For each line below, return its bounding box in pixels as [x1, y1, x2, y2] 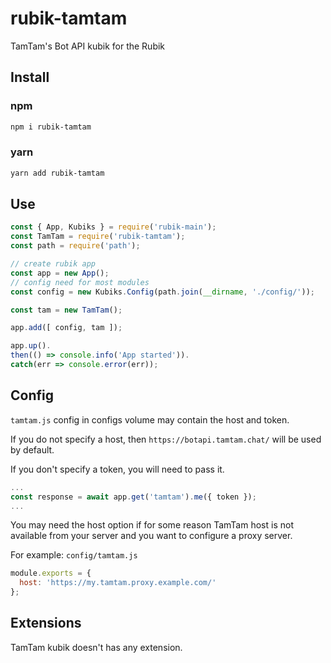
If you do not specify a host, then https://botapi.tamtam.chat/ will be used [10, 433, 322, 445]
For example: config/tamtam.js [10, 549, 138, 561]
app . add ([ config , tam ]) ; [10, 323, 123, 333]
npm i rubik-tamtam [10, 122, 92, 132]
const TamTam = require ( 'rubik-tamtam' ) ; [10, 232, 186, 242]
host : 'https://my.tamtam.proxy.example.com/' [19, 578, 217, 588]
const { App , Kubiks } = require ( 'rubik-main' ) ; [10, 222, 217, 232]
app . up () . [10, 341, 52, 351]
